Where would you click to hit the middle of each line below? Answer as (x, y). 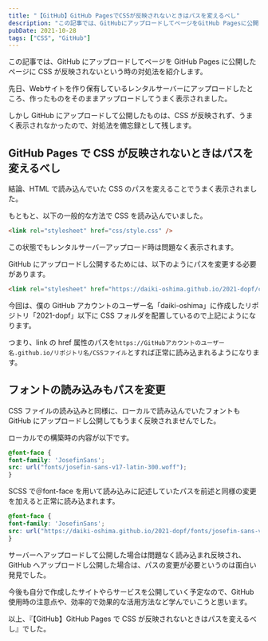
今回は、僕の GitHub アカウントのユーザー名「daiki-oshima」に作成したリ (130, 305)
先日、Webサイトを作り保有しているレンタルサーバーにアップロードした (128, 89)
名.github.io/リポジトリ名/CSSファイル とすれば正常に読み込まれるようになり (130, 352)
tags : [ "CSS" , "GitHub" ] (49, 38)
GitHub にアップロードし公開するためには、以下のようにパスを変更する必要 (132, 263)
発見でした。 (29, 575)
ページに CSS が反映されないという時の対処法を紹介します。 (108, 72)
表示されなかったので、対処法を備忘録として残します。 (105, 125)
